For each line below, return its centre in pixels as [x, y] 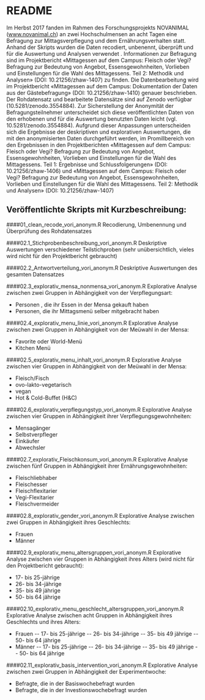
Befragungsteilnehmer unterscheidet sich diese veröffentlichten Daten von [100, 112]
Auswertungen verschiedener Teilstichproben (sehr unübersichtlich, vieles [100, 249]
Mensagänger [33, 428]
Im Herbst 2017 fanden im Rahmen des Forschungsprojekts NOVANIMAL [98, 28]
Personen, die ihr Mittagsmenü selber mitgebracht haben [87, 311]
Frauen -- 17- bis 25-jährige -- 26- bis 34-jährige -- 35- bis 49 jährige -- [107, 633]
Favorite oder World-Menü [49, 341]
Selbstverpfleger [36, 434]
